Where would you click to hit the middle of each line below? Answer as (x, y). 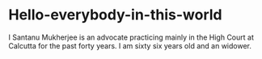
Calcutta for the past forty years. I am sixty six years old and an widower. (130, 45)
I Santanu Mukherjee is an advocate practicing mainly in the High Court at (131, 37)
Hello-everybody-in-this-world (115, 15)
